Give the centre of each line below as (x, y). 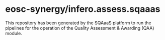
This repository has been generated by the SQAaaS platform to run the (78, 23)
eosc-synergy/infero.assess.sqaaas (83, 9)
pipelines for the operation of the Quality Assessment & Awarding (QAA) (80, 28)
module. (14, 33)
